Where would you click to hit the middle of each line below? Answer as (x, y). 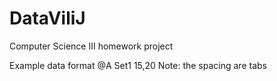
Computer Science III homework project (91, 46)
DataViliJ (47, 18)
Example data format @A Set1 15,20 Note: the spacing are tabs (138, 65)
